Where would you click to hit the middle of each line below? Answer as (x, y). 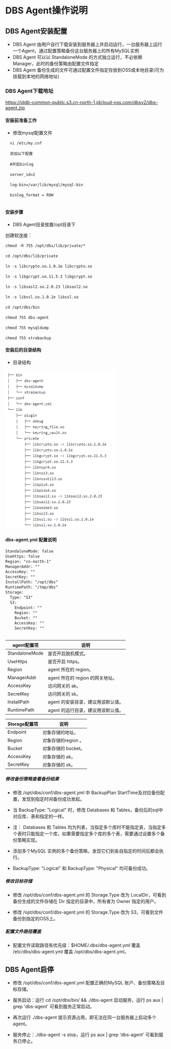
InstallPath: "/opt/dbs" (32, 582)
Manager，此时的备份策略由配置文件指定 (56, 64)
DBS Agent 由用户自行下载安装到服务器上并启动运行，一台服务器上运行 (87, 44)
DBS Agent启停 (30, 969)
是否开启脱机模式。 (68, 653)
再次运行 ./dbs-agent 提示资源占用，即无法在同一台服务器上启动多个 (84, 1017)
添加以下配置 (21, 154)
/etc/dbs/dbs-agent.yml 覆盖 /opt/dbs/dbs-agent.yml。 (71, 952)
